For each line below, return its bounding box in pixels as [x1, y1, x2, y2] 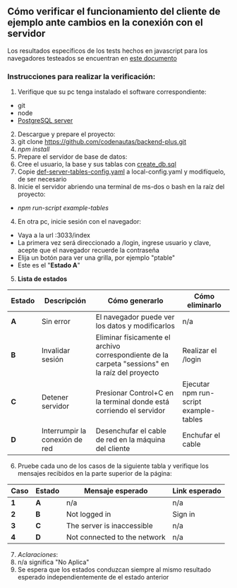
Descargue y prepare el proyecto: [17, 130, 116, 138]
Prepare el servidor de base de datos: [17, 152, 128, 161]
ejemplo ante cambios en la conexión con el [7, 17, 203, 29]
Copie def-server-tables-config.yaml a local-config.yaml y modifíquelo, [17, 167, 226, 176]
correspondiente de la [95, 350, 169, 360]
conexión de [41, 435, 83, 445]
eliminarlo [186, 300, 222, 310]
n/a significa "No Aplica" [17, 558, 90, 567]
